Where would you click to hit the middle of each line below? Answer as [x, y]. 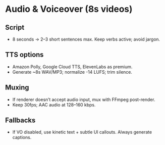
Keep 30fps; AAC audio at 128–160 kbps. [54, 104]
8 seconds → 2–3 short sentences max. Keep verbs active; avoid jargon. [86, 39]
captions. [22, 138]
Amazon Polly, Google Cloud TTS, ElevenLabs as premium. [72, 67]
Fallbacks [20, 121]
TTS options [24, 55]
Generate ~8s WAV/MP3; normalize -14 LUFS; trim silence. [72, 72]
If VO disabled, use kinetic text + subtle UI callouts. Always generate [82, 132]
